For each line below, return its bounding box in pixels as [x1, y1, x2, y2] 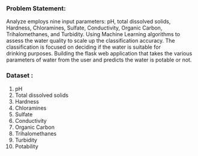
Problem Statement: [6, 4, 66, 13]
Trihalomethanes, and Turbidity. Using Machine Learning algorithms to [6, 31, 181, 38]
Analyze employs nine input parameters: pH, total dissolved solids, [6, 18, 171, 25]
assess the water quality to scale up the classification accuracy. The [6, 37, 175, 45]
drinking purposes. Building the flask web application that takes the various [6, 50, 193, 57]
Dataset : [6, 71, 34, 80]
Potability [14, 143, 39, 150]
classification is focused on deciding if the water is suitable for [6, 43, 161, 51]
